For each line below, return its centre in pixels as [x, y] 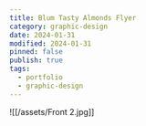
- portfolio [41, 78]
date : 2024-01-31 [42, 35]
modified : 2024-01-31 [51, 43]
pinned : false [36, 52]
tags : [20, 69]
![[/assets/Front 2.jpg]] [52, 111]
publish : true [36, 60]
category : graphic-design [58, 26]
